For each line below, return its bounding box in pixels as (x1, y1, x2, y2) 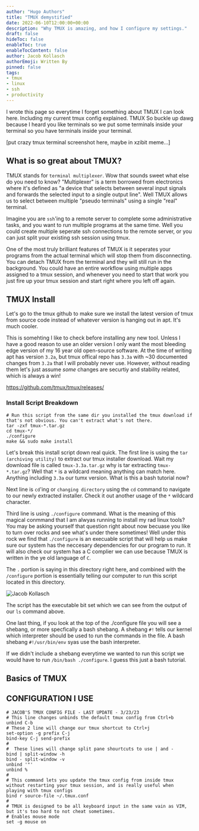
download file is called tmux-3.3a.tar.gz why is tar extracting (6, 461, 156, 468)
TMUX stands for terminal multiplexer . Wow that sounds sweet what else (6, 172, 189, 179)
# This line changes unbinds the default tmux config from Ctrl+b (6, 714, 174, 721)
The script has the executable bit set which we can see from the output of (6, 601, 187, 608)
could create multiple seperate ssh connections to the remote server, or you (6, 228, 192, 235)
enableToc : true (6, 42, 46, 48)
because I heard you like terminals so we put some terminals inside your (6, 120, 183, 128)
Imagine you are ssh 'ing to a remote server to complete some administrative (6, 215, 192, 222)
